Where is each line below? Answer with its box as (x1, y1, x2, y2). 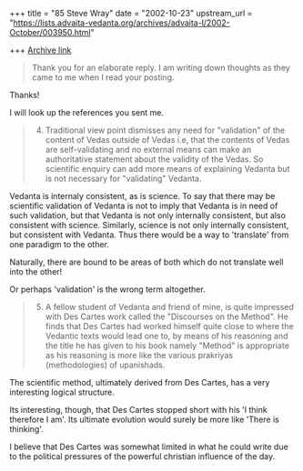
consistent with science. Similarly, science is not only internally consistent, (9, 220, 289, 230)
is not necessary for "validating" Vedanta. (45, 173, 202, 184)
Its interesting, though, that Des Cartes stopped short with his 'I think (9, 405, 268, 415)
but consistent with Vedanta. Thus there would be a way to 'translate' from (9, 229, 289, 240)
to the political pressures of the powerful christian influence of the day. (9, 451, 276, 462)
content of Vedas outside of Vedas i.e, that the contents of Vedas (45, 135, 290, 145)
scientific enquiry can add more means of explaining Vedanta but (45, 164, 290, 174)
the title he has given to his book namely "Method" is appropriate (45, 340, 289, 351)
